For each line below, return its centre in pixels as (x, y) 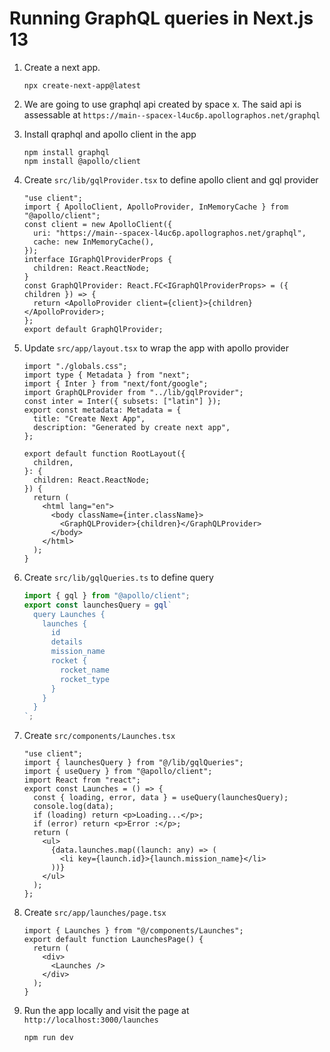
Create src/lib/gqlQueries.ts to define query (118, 577)
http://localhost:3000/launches (91, 1020)
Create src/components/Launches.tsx (99, 736)
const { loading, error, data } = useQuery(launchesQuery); (161, 798)
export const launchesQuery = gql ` (98, 605)
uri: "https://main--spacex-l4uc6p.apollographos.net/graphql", (170, 233)
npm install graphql (66, 152)
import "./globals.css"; (75, 366)
